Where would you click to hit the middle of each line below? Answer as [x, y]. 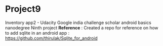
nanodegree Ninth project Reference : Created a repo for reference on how [82, 27]
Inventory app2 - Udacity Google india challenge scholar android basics [78, 23]
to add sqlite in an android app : [37, 33]
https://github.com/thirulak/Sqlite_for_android [51, 38]
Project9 [23, 9]
